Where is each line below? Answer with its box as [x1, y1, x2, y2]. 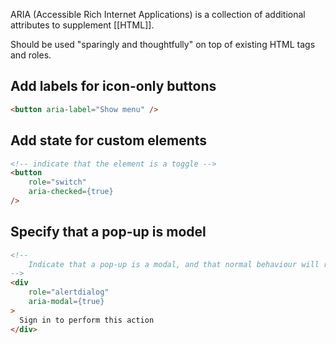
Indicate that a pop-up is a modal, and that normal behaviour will [28, 259, 320, 269]
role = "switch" [28, 177, 87, 188]
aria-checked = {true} [28, 187, 114, 197]
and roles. [10, 49, 52, 61]
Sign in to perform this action [19, 315, 155, 325]
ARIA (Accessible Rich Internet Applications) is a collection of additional [10, 9, 306, 20]
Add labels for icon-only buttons [10, 78, 217, 95]
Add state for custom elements [10, 132, 208, 149]
